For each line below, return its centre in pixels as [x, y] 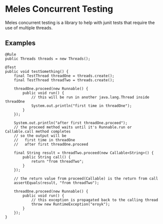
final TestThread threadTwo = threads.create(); [64, 80]
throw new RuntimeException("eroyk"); [71, 204]
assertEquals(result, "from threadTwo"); [56, 183]
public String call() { [47, 157]
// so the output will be [40, 135]
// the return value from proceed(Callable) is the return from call [86, 179]
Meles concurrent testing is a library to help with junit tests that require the [80, 22]
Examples [20, 43]
